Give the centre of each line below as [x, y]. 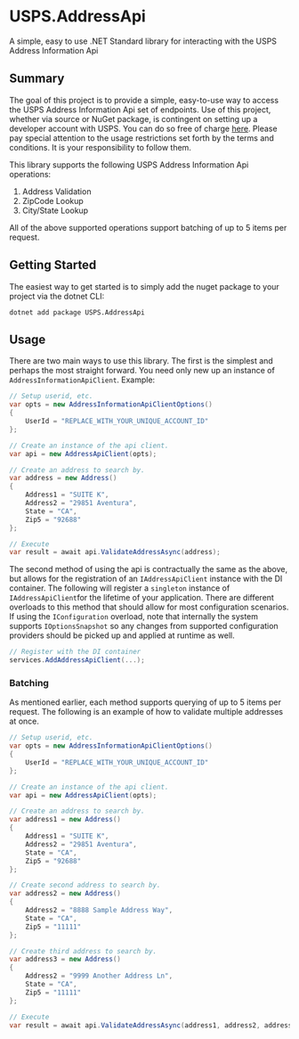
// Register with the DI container [75, 652]
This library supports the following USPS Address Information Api [129, 164]
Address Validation [57, 191]
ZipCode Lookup [53, 200]
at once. [24, 721]
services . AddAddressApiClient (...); [77, 660]
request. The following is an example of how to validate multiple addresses [146, 712]
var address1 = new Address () [65, 820]
